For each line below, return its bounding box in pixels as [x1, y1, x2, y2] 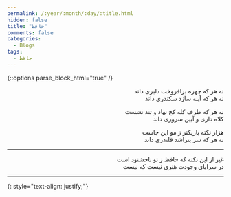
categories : [7, 36, 41, 43]
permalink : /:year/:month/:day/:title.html [7, 10, 134, 17]
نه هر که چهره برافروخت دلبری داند [133, 86, 224, 95]
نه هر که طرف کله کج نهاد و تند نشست [124, 107, 224, 115]
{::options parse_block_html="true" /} [7, 73, 113, 82]
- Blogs [13, 42, 36, 49]
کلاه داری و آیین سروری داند [153, 115, 224, 123]
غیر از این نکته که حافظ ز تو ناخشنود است [116, 155, 224, 163]
